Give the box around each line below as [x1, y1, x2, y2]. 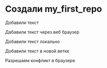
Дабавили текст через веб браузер [5, 29, 80, 35]
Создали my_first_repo [5, 3, 102, 15]
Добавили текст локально [5, 38, 60, 45]
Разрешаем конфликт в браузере [5, 57, 75, 63]
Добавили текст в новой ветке [5, 48, 70, 54]
